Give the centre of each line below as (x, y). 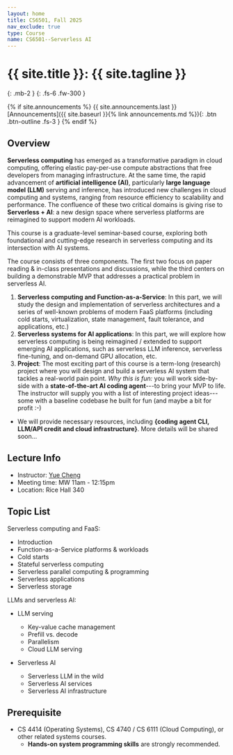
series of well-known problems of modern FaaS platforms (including (115, 311)
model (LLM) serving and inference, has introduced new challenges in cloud (116, 189)
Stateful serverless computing (61, 564)
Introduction (35, 542)
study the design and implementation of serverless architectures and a (119, 304)
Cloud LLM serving (55, 649)
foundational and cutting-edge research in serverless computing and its (110, 240)
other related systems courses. (62, 737)
